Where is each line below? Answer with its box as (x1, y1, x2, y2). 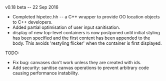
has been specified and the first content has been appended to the (12, 35, 150, 41)
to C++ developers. (12, 19, 52, 25)
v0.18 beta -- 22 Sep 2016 (5, 4, 58, 10)
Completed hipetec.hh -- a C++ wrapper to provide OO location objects (12, 14, 160, 19)
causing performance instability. (12, 70, 79, 76)
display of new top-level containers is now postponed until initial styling (12, 30, 160, 35)
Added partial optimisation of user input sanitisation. (12, 24, 120, 30)
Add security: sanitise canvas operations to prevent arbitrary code (12, 65, 149, 71)
